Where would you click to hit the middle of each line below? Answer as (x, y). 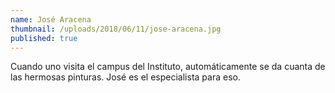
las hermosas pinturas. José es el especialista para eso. (125, 77)
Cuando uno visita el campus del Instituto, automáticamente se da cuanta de (168, 67)
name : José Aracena (51, 19)
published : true (44, 38)
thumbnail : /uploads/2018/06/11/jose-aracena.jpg (116, 29)
